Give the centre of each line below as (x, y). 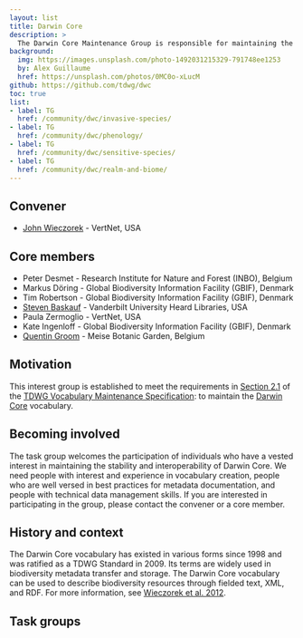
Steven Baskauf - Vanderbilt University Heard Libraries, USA (135, 307)
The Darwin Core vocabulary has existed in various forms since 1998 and (146, 555)
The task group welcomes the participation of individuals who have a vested (151, 456)
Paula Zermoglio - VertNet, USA (82, 317)
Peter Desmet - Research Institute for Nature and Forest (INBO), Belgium (157, 278)
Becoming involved (65, 435)
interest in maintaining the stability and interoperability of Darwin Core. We (148, 465)
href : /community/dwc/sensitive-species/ (97, 152)
